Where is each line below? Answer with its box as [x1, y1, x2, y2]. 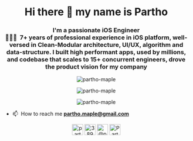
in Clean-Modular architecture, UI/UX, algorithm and [31, 41, 184, 49]
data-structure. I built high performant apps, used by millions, [6, 48, 187, 56]
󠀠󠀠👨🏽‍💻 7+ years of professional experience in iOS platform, [5, 33, 172, 42]
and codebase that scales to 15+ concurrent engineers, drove [6, 56, 186, 64]
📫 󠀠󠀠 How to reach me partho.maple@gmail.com [12, 111, 130, 118]
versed [9, 41, 30, 49]
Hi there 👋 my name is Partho [24, 5, 168, 19]
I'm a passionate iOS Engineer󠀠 [52, 26, 140, 35]
